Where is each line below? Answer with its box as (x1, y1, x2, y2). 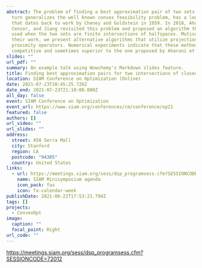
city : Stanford (11, 142, 50, 149)
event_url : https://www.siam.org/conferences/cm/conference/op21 (6, 103, 173, 110)
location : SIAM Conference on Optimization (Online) (6, 76, 141, 82)
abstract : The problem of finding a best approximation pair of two (6, 8, 182, 15)
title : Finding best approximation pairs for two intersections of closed (6, 70, 198, 76)
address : (6, 132, 28, 138)
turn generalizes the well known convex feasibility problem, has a (11, 14, 187, 20)
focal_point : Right (11, 227, 61, 233)
